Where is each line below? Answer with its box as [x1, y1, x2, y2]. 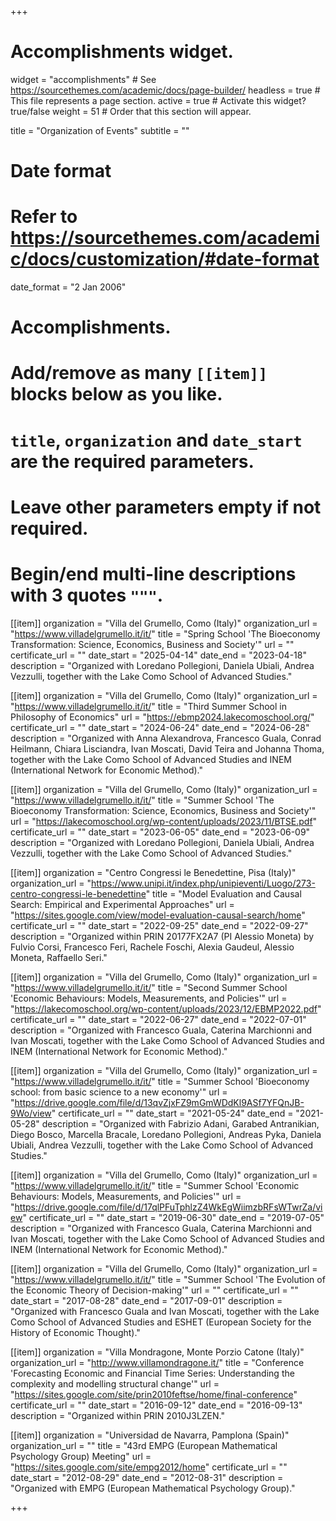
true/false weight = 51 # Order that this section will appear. [10, 105, 252, 117]
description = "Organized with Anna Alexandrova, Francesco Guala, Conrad [10, 732, 322, 744]
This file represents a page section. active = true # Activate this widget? [10, 94, 307, 106]
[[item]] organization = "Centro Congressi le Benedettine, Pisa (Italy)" [10, 866, 297, 878]
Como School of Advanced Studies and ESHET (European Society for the [10, 1316, 312, 1328]
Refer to [10, 206, 78, 228]
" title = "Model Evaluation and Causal [145, 887, 302, 900]
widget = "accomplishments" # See [10, 73, 157, 85]
